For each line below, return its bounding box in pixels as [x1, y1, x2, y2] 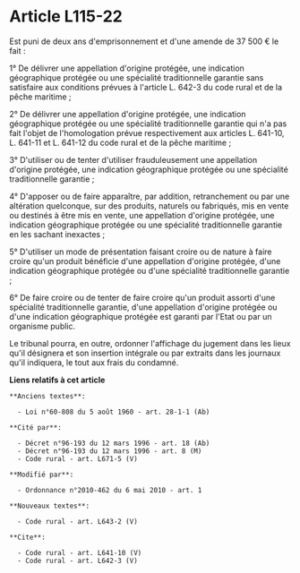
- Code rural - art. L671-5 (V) [17, 454, 139, 463]
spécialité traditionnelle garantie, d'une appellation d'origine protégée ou [9, 302, 278, 312]
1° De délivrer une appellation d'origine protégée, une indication [9, 63, 244, 73]
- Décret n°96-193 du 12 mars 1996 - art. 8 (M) [17, 446, 202, 456]
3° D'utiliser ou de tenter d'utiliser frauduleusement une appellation [9, 154, 258, 165]
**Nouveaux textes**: [9, 501, 90, 510]
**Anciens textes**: [9, 391, 87, 400]
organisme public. [9, 321, 76, 331]
